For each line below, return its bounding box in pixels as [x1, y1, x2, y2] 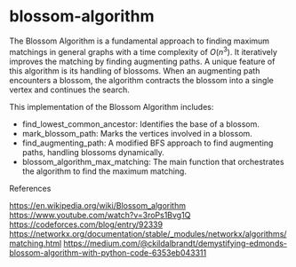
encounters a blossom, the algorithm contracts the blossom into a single [9, 75, 274, 85]
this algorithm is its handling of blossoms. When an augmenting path [9, 65, 260, 76]
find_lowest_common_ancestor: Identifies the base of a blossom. [21, 118, 260, 130]
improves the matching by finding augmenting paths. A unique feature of [9, 56, 276, 67]
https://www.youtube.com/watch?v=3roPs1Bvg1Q [9, 209, 191, 220]
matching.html [9, 238, 62, 248]
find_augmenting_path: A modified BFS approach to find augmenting [21, 137, 274, 148]
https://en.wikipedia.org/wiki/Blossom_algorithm [9, 200, 187, 210]
